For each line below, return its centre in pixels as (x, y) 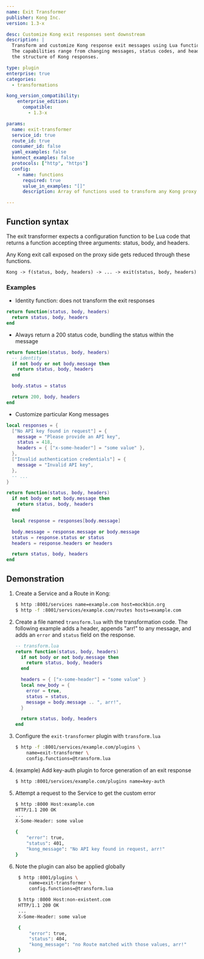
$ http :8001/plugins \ (48, 877)
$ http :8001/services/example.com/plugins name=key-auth (90, 781)
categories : (21, 79)
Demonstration (36, 579)
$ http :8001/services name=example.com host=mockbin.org (90, 605)
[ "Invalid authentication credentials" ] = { (69, 459)
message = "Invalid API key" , (56, 465)
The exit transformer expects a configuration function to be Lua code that (98, 236)
